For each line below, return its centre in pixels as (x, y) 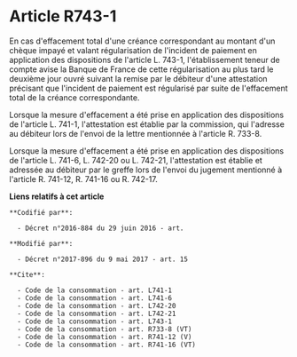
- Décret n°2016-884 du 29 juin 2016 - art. (101, 228)
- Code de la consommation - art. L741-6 (95, 298)
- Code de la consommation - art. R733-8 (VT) (105, 329)
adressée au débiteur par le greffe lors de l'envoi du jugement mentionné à (146, 170)
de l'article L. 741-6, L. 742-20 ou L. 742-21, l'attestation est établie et (136, 160)
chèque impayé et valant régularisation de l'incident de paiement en (133, 50)
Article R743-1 (63, 16)
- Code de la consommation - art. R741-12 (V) (105, 337)
